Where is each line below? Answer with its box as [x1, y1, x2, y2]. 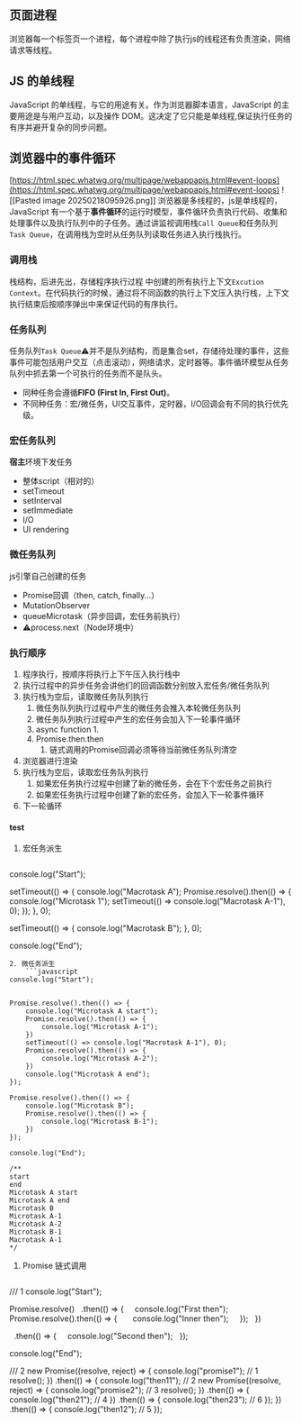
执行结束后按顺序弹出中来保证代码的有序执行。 [9, 298, 182, 309]
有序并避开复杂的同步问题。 [9, 122, 112, 132]
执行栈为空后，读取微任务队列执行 [22, 691, 149, 702]
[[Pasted [9, 196, 41, 206]
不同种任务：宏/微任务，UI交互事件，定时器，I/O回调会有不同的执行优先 [22, 398, 289, 409]
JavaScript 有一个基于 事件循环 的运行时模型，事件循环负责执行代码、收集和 [9, 206, 288, 217]
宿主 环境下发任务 [9, 457, 73, 468]
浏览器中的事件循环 [9, 151, 116, 166]
